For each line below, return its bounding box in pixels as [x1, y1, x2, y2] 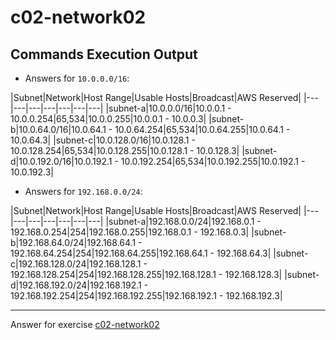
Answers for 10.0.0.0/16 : [24, 72, 130, 84]
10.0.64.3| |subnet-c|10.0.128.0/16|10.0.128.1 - [10, 134, 196, 146]
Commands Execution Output [10, 46, 198, 63]
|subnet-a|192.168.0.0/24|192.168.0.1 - [105, 216, 262, 227]
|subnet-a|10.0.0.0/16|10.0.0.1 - [105, 102, 232, 114]
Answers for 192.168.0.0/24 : [24, 186, 143, 197]
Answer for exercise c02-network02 [10, 319, 160, 330]
